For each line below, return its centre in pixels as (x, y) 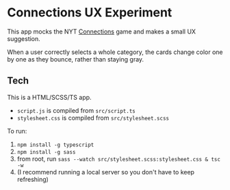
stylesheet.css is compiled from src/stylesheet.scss (93, 118)
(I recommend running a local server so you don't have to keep (106, 172)
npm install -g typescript (55, 145)
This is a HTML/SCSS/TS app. (49, 97)
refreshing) (33, 179)
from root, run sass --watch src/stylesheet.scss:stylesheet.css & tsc (119, 159)
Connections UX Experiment (90, 13)
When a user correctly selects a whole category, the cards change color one (115, 52)
